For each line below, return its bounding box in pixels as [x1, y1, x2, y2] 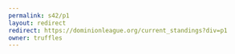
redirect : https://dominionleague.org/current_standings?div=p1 [8, 26, 228, 34]
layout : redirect [8, 19, 67, 27]
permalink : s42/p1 [8, 11, 70, 20]
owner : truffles [8, 33, 63, 42]
